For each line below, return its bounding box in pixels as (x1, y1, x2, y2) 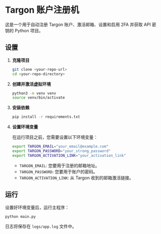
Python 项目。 (14, 27, 43, 33)
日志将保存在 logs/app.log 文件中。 (5, 223, 77, 230)
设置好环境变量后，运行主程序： (5, 204, 69, 210)
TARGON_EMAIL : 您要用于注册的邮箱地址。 (19, 162, 100, 169)
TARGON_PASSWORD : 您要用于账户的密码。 (19, 169, 98, 174)
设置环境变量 (12, 124, 38, 130)
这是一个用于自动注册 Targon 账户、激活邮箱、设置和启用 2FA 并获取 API (5, 21, 151, 27)
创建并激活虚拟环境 (12, 81, 51, 87)
